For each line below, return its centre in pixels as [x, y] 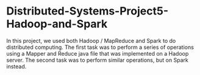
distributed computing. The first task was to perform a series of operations [100, 47]
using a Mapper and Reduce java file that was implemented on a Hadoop [98, 53]
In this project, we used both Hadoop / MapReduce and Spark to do [91, 41]
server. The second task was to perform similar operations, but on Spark [98, 60]
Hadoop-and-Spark [57, 24]
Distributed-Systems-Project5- [87, 11]
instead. [16, 66]
